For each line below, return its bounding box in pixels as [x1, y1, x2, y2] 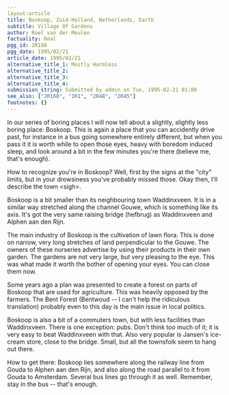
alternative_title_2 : [7, 67, 69, 74]
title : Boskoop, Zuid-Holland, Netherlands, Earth [7, 16, 154, 23]
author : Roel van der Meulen [7, 29, 90, 36]
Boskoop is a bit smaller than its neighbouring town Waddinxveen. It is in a [7, 195, 217, 204]
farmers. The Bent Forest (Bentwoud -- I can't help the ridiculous [7, 295, 190, 303]
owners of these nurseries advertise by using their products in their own [7, 245, 211, 254]
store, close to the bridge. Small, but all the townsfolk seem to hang [26, 337, 217, 346]
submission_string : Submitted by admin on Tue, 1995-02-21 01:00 [7, 86, 197, 93]
